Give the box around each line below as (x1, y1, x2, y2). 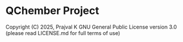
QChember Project (5, 4, 99, 17)
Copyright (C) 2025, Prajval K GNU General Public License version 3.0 (5, 23, 177, 30)
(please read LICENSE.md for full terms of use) (5, 29, 121, 36)
